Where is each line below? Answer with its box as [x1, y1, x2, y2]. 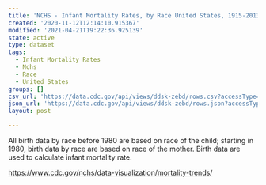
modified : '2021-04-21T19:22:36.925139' [8, 26, 144, 34]
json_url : [8, 100, 41, 108]
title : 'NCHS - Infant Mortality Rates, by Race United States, [8, 11, 225, 20]
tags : [8, 48, 26, 56]
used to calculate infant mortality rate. [8, 153, 132, 162]
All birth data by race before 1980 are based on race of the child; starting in [8, 136, 254, 145]
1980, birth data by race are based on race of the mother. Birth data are [8, 144, 241, 153]
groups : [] [8, 85, 44, 93]
